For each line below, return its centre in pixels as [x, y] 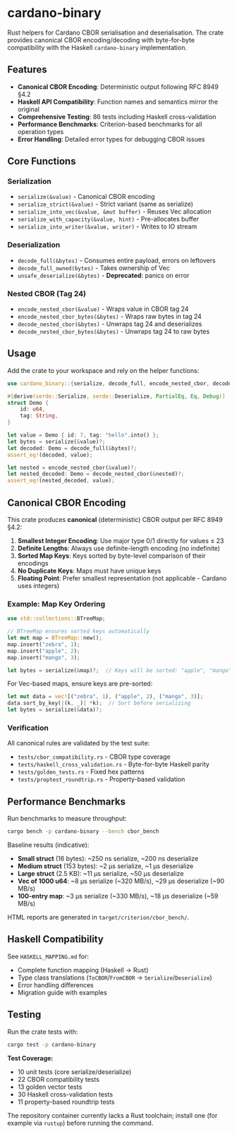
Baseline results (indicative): [48, 845]
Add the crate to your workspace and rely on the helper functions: [103, 370]
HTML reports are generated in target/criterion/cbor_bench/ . [98, 917]
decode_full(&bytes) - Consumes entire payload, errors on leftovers [117, 260]
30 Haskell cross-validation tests [65, 1094]
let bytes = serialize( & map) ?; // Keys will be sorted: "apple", [107, 670]
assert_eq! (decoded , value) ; [50, 455]
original [29, 109]
